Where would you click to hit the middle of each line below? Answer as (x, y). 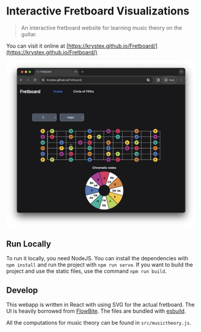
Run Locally (29, 244)
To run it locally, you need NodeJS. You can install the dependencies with (97, 258)
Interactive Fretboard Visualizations (98, 11)
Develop (22, 290)
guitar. (29, 34)
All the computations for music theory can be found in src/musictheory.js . (99, 323)
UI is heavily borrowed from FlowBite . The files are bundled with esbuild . (96, 311)
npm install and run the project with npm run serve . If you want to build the (100, 265)
